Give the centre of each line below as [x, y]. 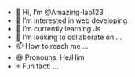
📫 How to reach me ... [52, 46]
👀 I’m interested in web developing [71, 20]
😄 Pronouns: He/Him [50, 57]
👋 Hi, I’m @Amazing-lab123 [59, 12]
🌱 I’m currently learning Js [58, 29]
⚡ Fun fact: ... [37, 66]
